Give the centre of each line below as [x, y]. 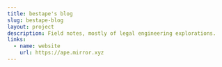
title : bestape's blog [40, 14]
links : [17, 40]
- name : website [37, 46]
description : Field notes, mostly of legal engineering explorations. [112, 33]
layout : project [31, 27]
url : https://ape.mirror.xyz [62, 53]
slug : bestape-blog [35, 20]
